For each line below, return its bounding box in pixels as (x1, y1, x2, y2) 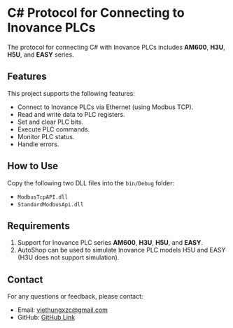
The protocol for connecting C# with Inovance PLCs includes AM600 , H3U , (7, 43, 225, 51)
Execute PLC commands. (17, 124, 90, 134)
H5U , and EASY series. (7, 50, 75, 59)
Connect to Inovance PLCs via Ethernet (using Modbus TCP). (17, 103, 194, 111)
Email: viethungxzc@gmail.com (17, 306, 108, 314)
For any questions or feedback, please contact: (7, 292, 143, 301)
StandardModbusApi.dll (17, 201, 84, 208)
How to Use (7, 160, 59, 172)
